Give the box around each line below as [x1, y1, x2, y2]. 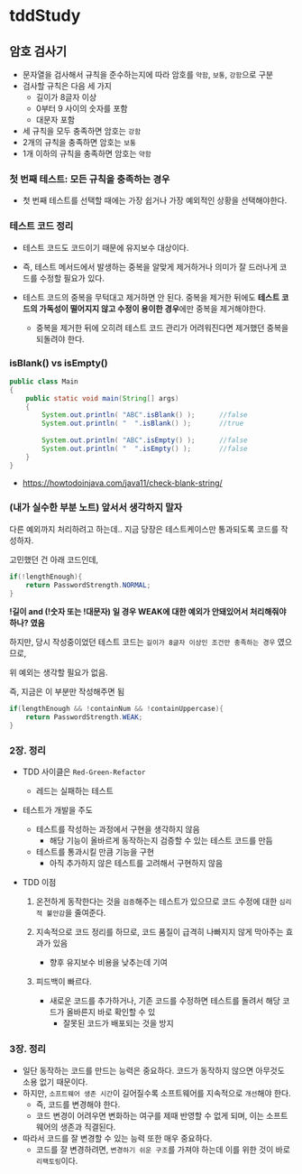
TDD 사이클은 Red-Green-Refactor [22, 766, 146, 777]
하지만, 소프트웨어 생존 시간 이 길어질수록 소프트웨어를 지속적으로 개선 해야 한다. [22, 1087, 291, 1098]
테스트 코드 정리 [9, 220, 74, 233]
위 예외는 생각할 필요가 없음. [9, 667, 108, 678]
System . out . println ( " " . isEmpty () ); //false [41, 444, 248, 453]
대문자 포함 [35, 115, 75, 125]
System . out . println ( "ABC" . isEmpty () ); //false [41, 436, 248, 445]
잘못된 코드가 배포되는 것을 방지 [62, 1018, 174, 1029]
